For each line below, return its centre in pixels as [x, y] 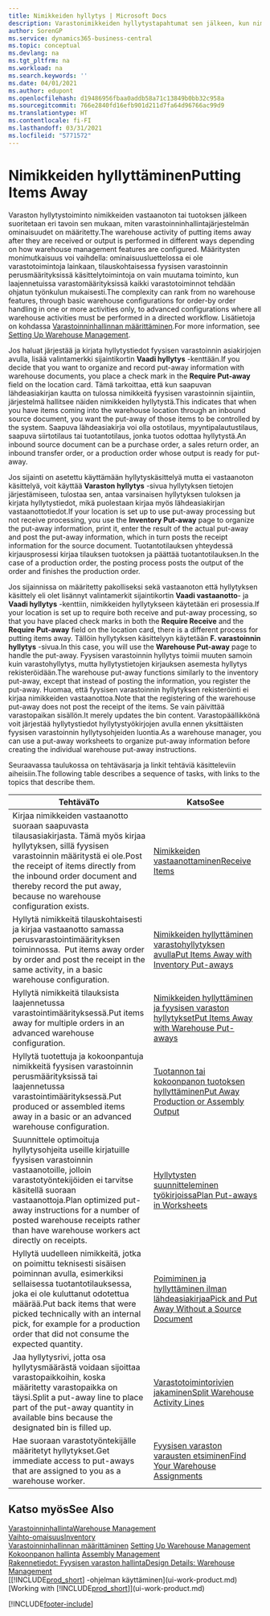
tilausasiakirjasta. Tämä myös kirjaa [79, 836]
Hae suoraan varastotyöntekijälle [74, 1440]
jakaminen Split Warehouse [204, 1392]
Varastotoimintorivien [194, 1382]
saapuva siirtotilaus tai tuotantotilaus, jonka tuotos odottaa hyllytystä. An [127, 436]
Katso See [206, 802]
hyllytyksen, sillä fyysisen [61, 845]
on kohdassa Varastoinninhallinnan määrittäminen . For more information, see [134, 326]
